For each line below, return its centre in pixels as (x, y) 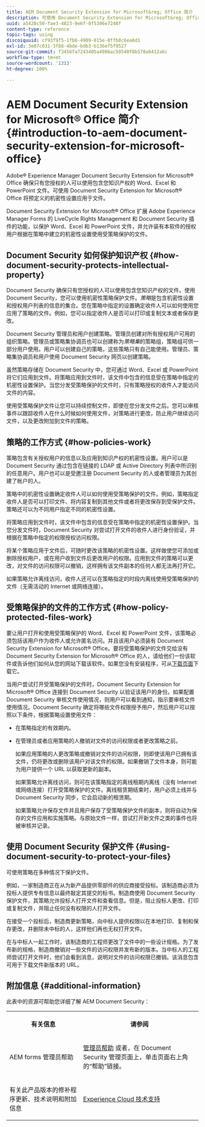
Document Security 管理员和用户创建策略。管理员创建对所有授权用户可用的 (101, 334)
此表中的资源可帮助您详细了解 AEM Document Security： (78, 1002)
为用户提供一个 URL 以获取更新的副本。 (65, 769)
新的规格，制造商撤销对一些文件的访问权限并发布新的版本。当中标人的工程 (105, 949)
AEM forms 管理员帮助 (41, 1057)
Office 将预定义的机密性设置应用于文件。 (58, 198)
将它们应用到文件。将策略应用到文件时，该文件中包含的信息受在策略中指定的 (103, 377)
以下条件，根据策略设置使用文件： (54, 715)
